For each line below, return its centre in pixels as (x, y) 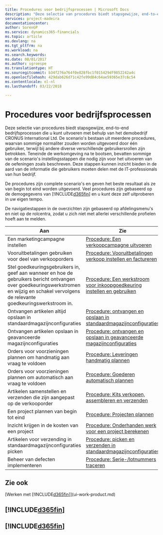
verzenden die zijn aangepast (41, 398)
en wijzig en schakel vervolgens (44, 291)
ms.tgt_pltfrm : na (24, 46)
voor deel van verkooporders (41, 259)
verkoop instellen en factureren (121, 259)
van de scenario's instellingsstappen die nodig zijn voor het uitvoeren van (79, 159)
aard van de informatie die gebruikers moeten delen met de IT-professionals (81, 169)
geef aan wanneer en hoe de (40, 273)
